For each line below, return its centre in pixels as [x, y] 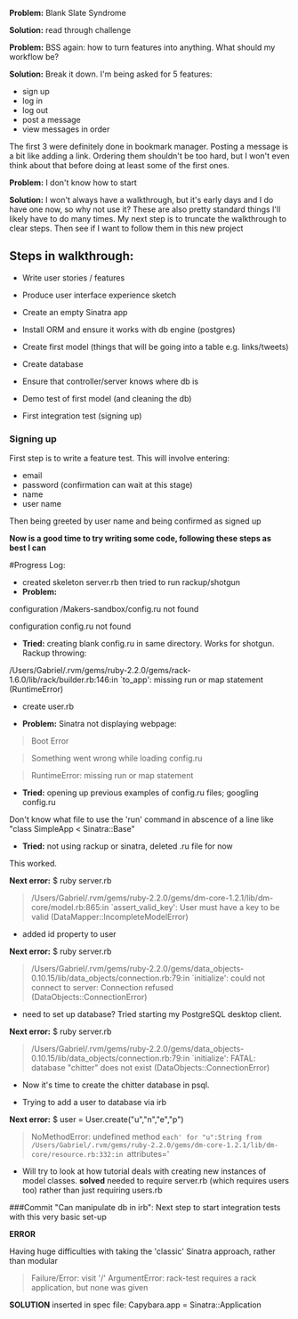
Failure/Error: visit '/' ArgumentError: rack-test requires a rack [144, 1278]
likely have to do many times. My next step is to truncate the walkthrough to [148, 219]
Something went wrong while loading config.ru [117, 758]
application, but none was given [89, 1288]
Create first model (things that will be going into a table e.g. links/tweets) [155, 346]
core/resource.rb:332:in [77, 1155]
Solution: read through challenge [70, 30]
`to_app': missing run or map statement [192, 680]
